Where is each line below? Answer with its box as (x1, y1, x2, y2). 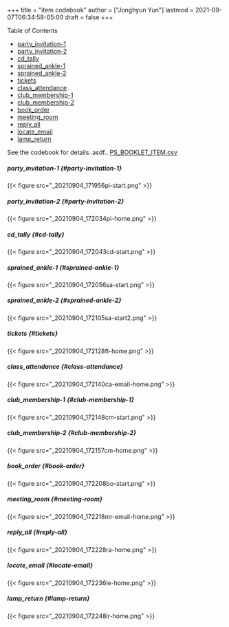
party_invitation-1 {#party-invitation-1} (7, 164, 122, 172)
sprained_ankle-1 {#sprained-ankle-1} (7, 263, 120, 271)
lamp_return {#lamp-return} (7, 595, 90, 603)
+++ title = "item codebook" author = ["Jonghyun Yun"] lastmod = (7, 6, 194, 14)
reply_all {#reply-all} (7, 528, 67, 536)
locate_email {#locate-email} (7, 561, 94, 570)
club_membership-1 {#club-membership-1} (7, 396, 135, 404)
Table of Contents (7, 27, 58, 34)
